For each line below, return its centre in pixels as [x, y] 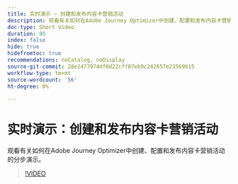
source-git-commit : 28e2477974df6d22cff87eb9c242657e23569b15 [101, 67]
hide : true [23, 47]
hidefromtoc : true [34, 54]
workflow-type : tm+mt [39, 73]
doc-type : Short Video [41, 27]
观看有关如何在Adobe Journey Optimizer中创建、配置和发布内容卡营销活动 [116, 151]
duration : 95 [27, 34]
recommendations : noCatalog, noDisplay [66, 60]
